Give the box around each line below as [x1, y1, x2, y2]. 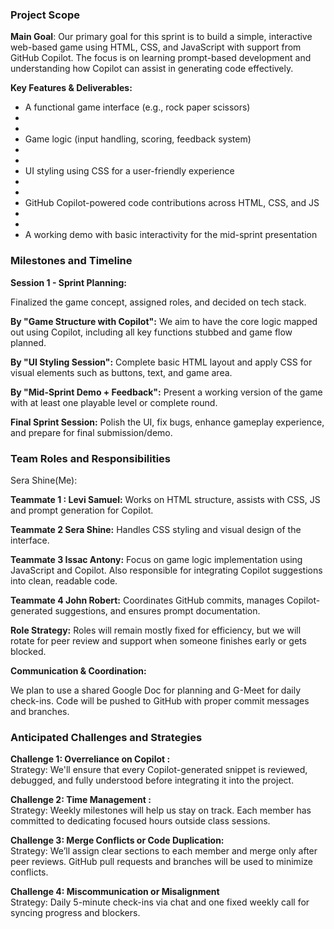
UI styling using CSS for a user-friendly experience [24, 165, 235, 177]
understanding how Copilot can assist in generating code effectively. [10, 63, 294, 75]
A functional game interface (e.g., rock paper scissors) [24, 101, 251, 113]
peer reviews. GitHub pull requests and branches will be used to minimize [10, 856, 313, 868]
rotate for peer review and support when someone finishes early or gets [10, 634, 307, 647]
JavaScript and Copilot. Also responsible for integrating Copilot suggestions [10, 564, 323, 576]
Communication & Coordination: [10, 664, 147, 677]
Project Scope [10, 8, 80, 22]
